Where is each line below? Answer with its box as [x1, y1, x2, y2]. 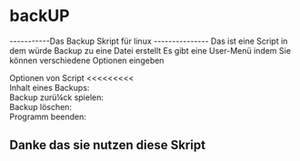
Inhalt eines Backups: [9, 82, 90, 93]
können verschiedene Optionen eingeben [9, 55, 165, 65]
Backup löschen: [9, 101, 73, 112]
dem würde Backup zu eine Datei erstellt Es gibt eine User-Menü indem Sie [9, 45, 291, 55]
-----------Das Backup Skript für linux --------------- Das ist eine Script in [9, 35, 288, 46]
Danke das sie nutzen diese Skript [9, 137, 206, 153]
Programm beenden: [9, 111, 86, 122]
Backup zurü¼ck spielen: [9, 92, 105, 103]
